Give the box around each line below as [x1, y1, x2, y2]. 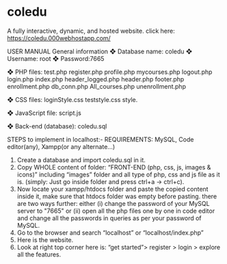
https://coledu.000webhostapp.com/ [7, 34, 111, 42]
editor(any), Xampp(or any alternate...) [7, 142, 116, 150]
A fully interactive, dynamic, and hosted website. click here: [7, 27, 176, 35]
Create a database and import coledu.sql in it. [16, 155, 146, 164]
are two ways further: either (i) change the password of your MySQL [16, 199, 210, 207]
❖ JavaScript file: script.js [7, 109, 82, 117]
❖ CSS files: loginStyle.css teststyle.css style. [7, 95, 138, 103]
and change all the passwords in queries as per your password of [16, 213, 202, 222]
